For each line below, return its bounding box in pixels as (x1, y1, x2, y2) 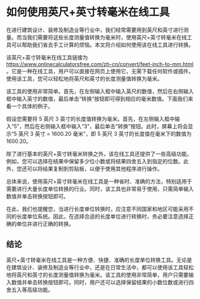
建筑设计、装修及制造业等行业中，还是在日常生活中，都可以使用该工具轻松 (11, 263, 194, 271)
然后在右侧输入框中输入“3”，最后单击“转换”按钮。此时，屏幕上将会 (24, 123, 188, 130)
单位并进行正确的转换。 (16, 220, 74, 227)
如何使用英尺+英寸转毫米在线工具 (6, 5, 170, 19)
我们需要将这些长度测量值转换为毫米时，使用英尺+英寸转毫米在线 (26, 33, 187, 41)
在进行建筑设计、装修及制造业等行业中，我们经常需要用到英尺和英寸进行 (6, 26, 183, 33)
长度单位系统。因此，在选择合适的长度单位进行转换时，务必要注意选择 (16, 213, 189, 220)
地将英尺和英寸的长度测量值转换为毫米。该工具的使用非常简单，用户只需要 (6, 271, 189, 278)
